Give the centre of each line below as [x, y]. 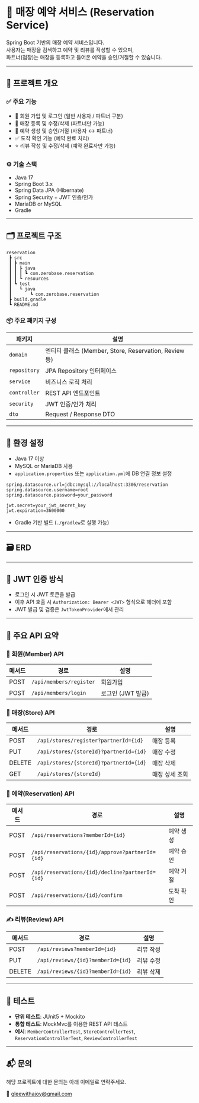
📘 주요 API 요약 [33, 635]
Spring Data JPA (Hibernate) [49, 190]
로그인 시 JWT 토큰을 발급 [45, 595]
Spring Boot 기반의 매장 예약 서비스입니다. [55, 42]
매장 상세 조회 [170, 775]
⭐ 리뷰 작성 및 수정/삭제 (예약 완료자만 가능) [65, 146]
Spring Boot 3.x [34, 184]
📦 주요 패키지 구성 [31, 320]
